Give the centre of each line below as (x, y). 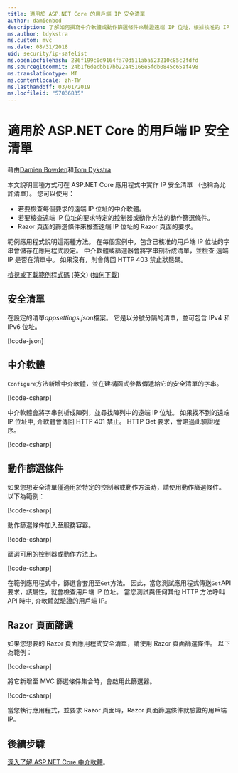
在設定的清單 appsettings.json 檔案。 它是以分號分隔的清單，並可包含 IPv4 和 (119, 317)
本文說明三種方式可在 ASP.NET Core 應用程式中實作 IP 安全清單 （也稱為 (114, 185)
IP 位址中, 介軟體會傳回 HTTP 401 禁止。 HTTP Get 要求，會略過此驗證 (110, 421)
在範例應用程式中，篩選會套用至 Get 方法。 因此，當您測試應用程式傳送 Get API (119, 583)
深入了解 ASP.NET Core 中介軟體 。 (58, 762)
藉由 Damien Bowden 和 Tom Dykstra (59, 170)
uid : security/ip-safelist (47, 54)
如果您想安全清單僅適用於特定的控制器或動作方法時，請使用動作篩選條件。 (116, 487)
